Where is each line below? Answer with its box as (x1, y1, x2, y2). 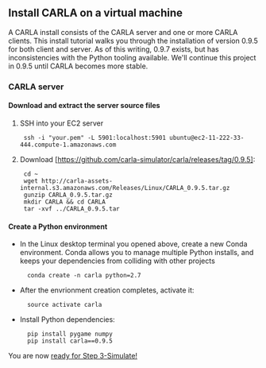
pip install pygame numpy (27, 330, 113, 339)
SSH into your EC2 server (19, 118, 104, 128)
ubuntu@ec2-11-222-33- (169, 134, 245, 141)
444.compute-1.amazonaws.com (19, 141, 117, 149)
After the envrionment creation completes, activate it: (19, 285, 195, 295)
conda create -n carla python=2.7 (27, 272, 141, 280)
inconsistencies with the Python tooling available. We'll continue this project (8, 52, 256, 62)
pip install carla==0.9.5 (27, 337, 113, 345)
